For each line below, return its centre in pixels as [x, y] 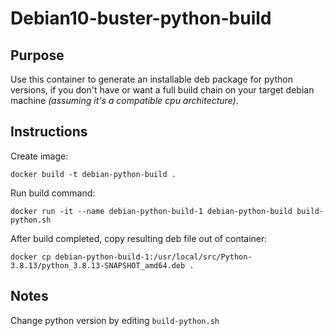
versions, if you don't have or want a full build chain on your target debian [162, 90]
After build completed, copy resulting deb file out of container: [139, 238]
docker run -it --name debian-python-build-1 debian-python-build [151, 211]
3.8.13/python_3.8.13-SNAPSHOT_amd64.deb [98, 265]
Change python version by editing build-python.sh [115, 320]
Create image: [39, 156]
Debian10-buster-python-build [141, 18]
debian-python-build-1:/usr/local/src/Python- [153, 257]
